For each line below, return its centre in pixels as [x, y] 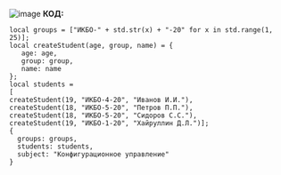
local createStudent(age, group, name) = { [91, 45]
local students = [41, 84]
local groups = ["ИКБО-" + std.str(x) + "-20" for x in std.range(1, [141, 30]
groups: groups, [47, 139]
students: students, [55, 147]
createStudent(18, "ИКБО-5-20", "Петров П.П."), [101, 107]
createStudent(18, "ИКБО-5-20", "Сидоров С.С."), [103, 115]
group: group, [47, 61]
